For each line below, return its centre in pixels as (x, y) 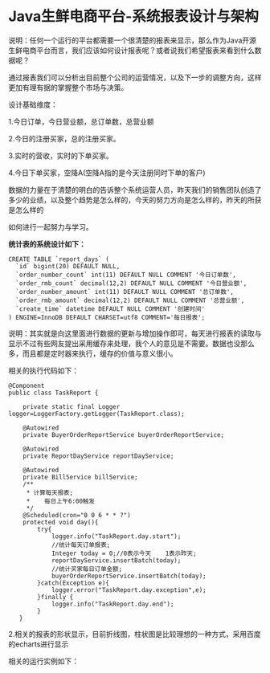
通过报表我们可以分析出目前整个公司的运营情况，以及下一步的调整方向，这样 (135, 77)
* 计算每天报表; (50, 492)
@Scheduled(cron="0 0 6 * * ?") (77, 515)
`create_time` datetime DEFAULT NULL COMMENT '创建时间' (110, 309)
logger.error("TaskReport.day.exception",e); (129, 590)
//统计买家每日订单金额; (87, 569)
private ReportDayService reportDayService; (98, 456)
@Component (27, 385)
